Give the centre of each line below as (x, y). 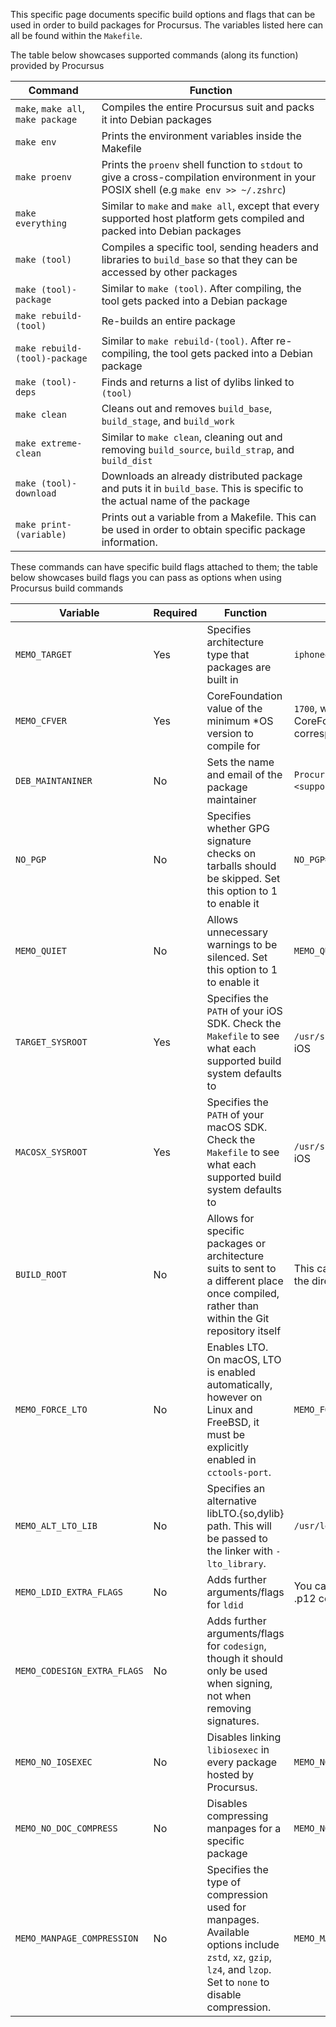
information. (129, 542)
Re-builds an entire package (168, 321)
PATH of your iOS (244, 1011)
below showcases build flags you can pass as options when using (146, 577)
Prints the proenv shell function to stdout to (202, 164)
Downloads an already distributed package (202, 476)
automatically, (239, 1384)
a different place (245, 1281)
